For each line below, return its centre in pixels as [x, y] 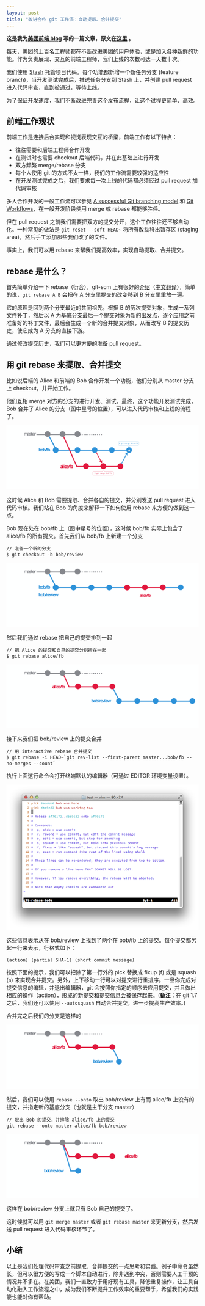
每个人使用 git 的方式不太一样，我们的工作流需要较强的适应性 [92, 173]
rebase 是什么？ [37, 271]
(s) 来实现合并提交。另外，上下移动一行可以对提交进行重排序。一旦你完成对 [101, 980]
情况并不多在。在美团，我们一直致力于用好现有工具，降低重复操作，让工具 [100, 1281]
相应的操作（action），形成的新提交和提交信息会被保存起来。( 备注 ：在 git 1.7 [102, 995]
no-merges [19, 764]
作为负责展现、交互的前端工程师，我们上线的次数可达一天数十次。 [100, 59]
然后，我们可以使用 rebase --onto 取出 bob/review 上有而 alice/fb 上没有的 [100, 1100]
